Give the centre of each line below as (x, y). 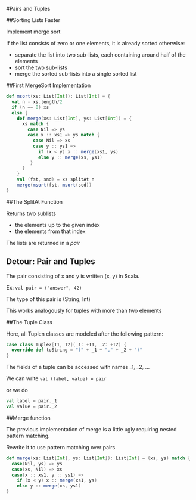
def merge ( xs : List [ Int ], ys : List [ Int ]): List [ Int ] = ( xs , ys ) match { (98, 458)
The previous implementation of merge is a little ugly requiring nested (91, 429)
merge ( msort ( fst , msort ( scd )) (55, 185)
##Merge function (28, 418)
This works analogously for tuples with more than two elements (84, 310)
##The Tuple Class (29, 322)
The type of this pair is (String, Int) (48, 299)
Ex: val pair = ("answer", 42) (44, 287)
